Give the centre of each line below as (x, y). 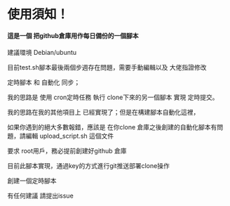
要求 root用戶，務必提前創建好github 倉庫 (67, 151)
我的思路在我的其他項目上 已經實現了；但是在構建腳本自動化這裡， (103, 112)
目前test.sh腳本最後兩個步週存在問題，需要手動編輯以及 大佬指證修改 (107, 67)
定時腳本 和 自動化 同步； (44, 82)
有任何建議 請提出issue (40, 196)
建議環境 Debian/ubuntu (42, 53)
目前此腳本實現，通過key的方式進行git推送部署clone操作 (88, 166)
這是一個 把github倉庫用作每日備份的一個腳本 (73, 35)
